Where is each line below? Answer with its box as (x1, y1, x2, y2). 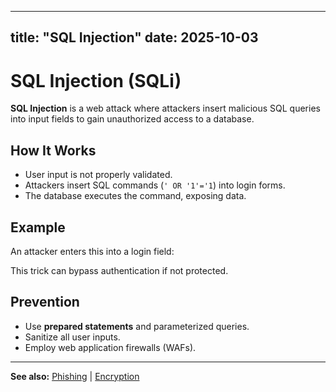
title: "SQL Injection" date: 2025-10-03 (10, 29, 259, 46)
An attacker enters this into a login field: (10, 245, 175, 257)
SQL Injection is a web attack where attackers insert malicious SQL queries (10, 102, 321, 115)
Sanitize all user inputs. (24, 331, 121, 343)
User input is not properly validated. (24, 169, 173, 181)
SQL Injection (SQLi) (10, 69, 182, 92)
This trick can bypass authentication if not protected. (10, 264, 229, 276)
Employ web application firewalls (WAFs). (24, 341, 197, 353)
